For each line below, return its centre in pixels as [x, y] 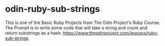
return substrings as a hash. [33, 33]
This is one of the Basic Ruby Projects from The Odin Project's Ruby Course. [83, 23]
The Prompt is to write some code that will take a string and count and [76, 27]
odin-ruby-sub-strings [52, 9]
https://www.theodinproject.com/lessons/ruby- [111, 33]
